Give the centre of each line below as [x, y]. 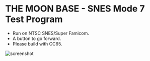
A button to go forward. [37, 38]
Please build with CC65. [37, 43]
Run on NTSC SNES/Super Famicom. [51, 33]
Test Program [34, 19]
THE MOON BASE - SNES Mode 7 [75, 9]
